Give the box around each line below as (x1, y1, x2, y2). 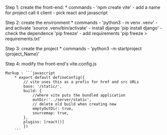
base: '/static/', (23, 84, 62, 89)
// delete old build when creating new (32, 102, 116, 107)
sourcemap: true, (32, 111, 69, 116)
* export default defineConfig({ (14, 75, 85, 80)
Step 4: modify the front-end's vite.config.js (5, 61, 97, 66)
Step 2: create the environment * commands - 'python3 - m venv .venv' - (5, 20, 158, 25)
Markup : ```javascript (5, 71, 56, 76)
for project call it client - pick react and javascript (5, 10, 108, 16)
